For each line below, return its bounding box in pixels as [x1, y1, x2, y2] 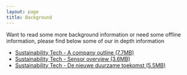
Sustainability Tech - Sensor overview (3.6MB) [14, 55, 130, 62]
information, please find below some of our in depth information [6, 37, 164, 44]
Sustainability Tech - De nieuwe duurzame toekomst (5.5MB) [14, 61, 166, 69]
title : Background [6, 14, 52, 20]
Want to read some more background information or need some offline [6, 31, 182, 38]
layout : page [6, 8, 39, 15]
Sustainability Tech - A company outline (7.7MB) [14, 49, 134, 56]
